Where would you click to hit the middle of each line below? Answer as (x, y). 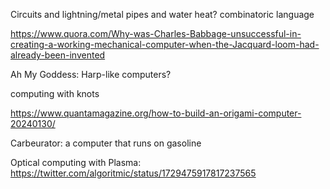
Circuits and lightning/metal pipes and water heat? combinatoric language (162, 14)
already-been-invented (58, 55)
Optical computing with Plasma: (76, 162)
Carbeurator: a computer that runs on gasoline (106, 143)
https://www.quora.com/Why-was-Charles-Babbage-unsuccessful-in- (156, 33)
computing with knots (55, 93)
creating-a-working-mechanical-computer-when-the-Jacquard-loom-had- (165, 44)
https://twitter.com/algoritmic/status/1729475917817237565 (133, 173)
